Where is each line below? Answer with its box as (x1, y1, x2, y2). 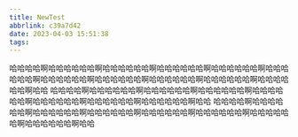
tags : (9, 37, 29, 47)
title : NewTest (9, 12, 66, 22)
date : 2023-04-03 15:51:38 (9, 29, 109, 38)
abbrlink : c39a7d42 (9, 21, 82, 30)
